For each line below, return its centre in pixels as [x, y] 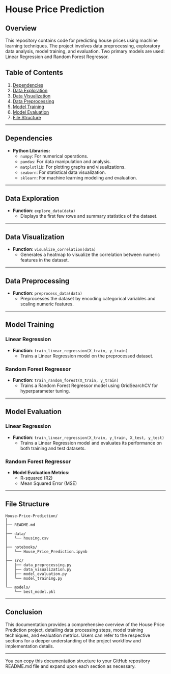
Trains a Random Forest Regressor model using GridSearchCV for [89, 385]
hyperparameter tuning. [45, 391]
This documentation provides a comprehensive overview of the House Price [85, 624]
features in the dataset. [45, 260]
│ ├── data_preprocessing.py [38, 565]
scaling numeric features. [47, 304]
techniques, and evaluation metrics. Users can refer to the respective [78, 635]
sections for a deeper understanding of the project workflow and [73, 640]
